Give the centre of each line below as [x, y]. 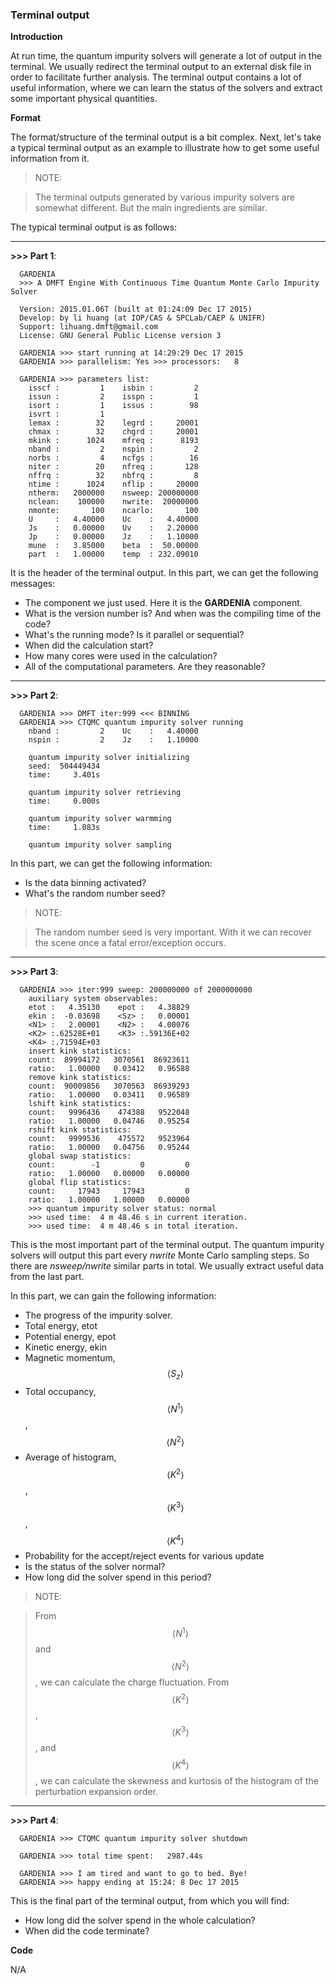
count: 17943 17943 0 [109, 1191]
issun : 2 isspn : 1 [113, 397]
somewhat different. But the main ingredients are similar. [151, 208]
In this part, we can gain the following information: [113, 1296]
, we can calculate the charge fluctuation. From [132, 1682]
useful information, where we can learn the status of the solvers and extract [166, 88]
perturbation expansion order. [96, 1791]
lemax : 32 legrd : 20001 [113, 423]
